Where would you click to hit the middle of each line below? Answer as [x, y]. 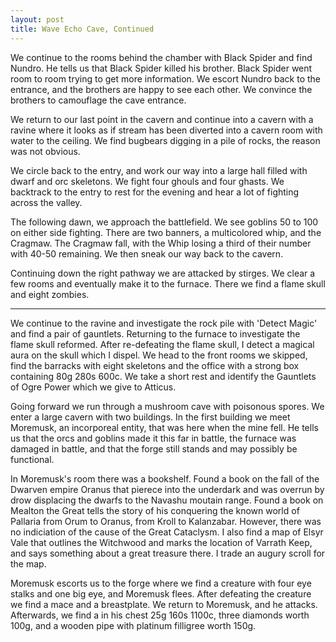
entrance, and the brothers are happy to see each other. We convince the [161, 89]
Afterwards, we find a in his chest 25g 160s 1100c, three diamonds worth [160, 615]
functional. [32, 459]
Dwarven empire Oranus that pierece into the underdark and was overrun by [167, 489]
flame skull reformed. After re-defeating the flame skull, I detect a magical [162, 344]
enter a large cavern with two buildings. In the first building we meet [150, 417]
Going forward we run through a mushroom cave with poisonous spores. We [167, 406]
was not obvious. [45, 151]
